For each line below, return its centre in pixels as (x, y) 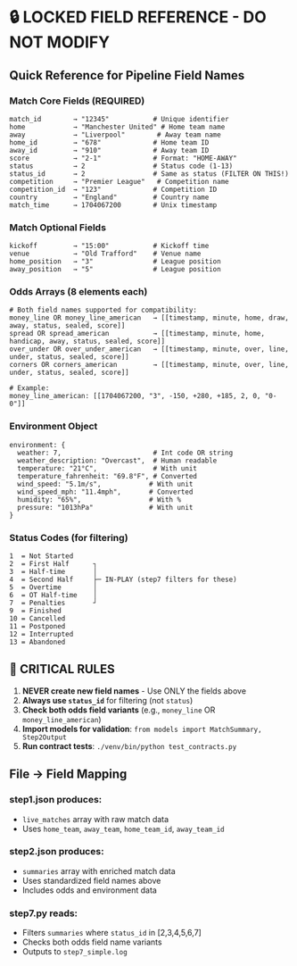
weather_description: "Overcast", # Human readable (117, 461)
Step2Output (44, 737)
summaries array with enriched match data (99, 870)
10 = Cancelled (37, 619)
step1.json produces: (56, 800)
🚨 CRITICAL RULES (62, 669)
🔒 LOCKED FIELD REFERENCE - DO (138, 17)
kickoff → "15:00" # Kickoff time (109, 246)
